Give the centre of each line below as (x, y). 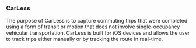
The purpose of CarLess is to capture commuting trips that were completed (97, 21)
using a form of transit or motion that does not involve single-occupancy (93, 27)
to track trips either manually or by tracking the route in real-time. (85, 39)
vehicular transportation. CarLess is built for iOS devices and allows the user (98, 33)
